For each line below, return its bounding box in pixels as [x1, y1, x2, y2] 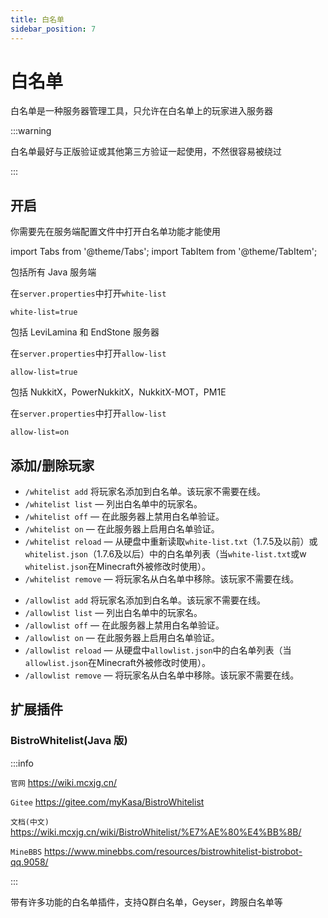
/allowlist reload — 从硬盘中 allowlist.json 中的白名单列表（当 [24, 644, 292, 656]
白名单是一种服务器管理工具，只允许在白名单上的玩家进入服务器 [10, 105, 273, 117]
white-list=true [10, 307, 78, 318]
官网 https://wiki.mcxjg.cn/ [10, 776, 118, 788]
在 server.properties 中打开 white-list [10, 287, 167, 300]
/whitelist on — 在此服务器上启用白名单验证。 [24, 523, 220, 535]
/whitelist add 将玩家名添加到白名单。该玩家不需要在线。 [24, 486, 266, 498]
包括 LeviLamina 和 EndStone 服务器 [10, 326, 160, 338]
